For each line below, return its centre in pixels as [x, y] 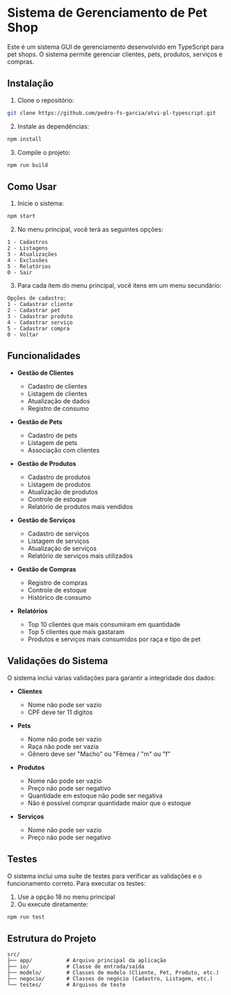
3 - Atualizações [32, 254]
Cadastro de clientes [57, 386]
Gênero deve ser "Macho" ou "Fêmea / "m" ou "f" [99, 754]
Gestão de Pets [40, 421]
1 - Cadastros [28, 242]
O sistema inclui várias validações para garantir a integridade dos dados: [111, 678]
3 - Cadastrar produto [40, 317]
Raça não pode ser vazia [63, 746]
